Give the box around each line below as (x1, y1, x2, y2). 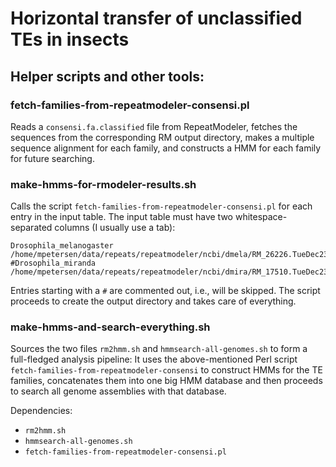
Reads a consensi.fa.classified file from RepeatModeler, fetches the (10, 120, 298, 132)
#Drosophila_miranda (10, 258, 97, 269)
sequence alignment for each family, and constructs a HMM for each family (10, 142, 322, 154)
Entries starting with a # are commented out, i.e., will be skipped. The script (10, 285, 321, 297)
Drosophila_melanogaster (10, 241, 114, 251)
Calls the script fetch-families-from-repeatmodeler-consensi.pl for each (10, 200, 313, 212)
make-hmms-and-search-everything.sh (10, 320, 211, 334)
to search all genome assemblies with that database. (10, 385, 227, 397)
